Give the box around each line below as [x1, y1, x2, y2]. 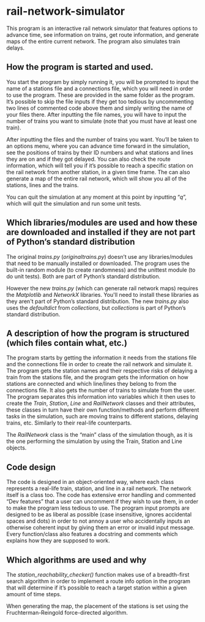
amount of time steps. [6, 591, 62, 597]
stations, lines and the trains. [6, 181, 79, 188]
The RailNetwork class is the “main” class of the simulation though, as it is [6, 431, 193, 439]
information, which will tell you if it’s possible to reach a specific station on [6, 161, 194, 169]
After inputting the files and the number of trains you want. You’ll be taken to [6, 136, 199, 143]
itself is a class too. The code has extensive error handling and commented [6, 491, 196, 499]
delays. [6, 44, 25, 52]
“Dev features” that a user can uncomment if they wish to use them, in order [6, 498, 199, 505]
